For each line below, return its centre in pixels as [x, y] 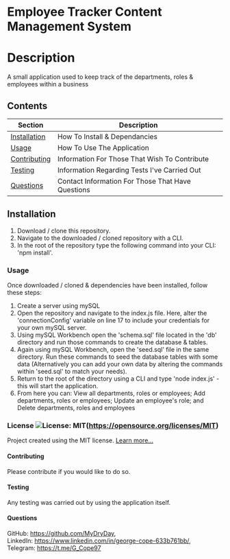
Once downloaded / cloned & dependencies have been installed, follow [107, 285]
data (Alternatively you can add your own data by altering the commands [120, 364]
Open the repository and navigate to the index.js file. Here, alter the [112, 313]
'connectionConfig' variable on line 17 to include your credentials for [113, 320]
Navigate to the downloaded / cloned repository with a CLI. [100, 238]
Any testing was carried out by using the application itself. [89, 502]
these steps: [25, 293]
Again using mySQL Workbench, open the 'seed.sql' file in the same [113, 350]
